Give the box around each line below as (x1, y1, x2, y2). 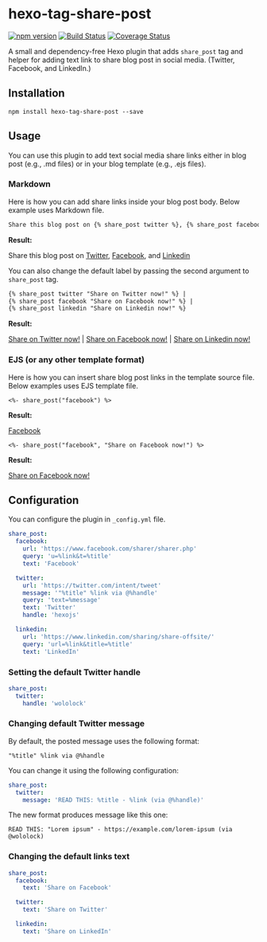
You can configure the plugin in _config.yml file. (8, 514, 166, 524)
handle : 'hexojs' (22, 611, 80, 620)
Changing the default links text (8, 851, 130, 862)
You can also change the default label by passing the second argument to (8, 266, 250, 276)
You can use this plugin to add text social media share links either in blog (8, 150, 247, 160)
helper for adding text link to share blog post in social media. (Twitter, (8, 55, 235, 64)
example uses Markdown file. (8, 205, 105, 215)
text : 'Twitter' (22, 604, 77, 612)
